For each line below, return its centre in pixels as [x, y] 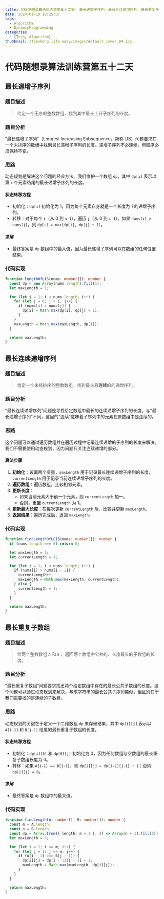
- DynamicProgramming [31, 28]
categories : [17, 32]
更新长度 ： [23, 490]
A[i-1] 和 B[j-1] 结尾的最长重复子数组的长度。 [52, 729]
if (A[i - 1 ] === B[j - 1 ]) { [49, 856]
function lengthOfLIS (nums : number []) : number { [55, 279]
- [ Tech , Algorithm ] [30, 37]
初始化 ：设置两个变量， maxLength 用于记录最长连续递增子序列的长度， [82, 472]
